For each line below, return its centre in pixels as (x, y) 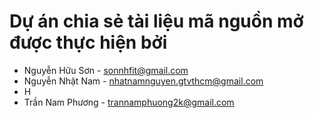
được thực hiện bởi (88, 42)
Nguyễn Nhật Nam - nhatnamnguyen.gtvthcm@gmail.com (143, 81)
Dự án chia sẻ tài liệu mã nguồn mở (156, 21)
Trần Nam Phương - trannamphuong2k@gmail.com (129, 102)
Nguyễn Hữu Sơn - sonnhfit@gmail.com (106, 70)
